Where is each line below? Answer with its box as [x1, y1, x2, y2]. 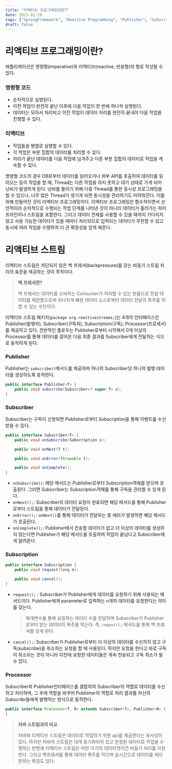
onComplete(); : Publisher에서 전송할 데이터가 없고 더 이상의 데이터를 [12, 525, 151, 531]
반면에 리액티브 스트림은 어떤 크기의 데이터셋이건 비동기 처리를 [31, 745, 156, 752]
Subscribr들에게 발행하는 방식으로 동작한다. [5, 697, 93, 703]
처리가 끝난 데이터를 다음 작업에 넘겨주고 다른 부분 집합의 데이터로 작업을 [12, 155, 158, 162]
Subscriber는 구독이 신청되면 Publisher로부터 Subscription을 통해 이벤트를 [5, 416, 157, 422]
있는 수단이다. [29, 303, 56, 309]
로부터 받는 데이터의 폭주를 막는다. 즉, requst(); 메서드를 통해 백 [25, 621, 155, 627]
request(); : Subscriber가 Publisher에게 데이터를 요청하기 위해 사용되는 [12, 591, 159, 597]
